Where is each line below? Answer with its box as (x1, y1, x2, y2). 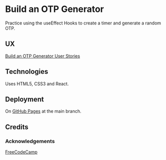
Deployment (5, 95, 44, 103)
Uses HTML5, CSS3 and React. (5, 81, 69, 87)
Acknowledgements (5, 138, 55, 145)
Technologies (5, 67, 49, 76)
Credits (5, 123, 29, 131)
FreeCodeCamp (5, 149, 38, 155)
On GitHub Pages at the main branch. (5, 108, 82, 114)
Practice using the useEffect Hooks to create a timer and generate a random (5, 20, 162, 26)
